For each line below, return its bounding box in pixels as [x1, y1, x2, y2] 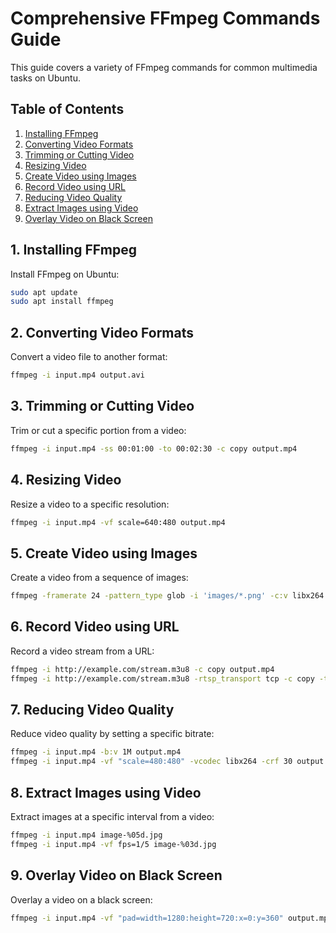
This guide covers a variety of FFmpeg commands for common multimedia [10, 61, 318, 73]
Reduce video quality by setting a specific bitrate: [10, 728, 215, 740]
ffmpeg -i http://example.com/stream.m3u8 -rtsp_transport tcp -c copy [10, 673, 315, 684]
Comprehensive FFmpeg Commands [10, 7, 321, 30]
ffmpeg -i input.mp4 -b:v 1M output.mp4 [10, 747, 182, 757]
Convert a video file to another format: [10, 351, 168, 363]
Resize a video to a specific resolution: [10, 498, 170, 510]
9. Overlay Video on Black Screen [10, 867, 223, 884]
